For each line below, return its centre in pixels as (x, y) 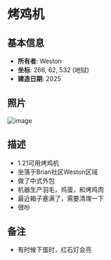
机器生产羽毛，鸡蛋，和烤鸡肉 (60, 189)
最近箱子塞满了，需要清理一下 (60, 198)
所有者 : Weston (39, 61)
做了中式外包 (36, 180)
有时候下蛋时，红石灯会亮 (54, 250)
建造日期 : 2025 (39, 79)
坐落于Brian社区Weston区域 (58, 172)
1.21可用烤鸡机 (38, 162)
